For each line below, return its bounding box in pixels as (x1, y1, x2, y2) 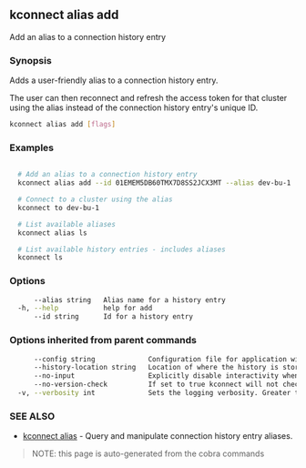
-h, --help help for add (17, 304, 153, 313)
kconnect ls (17, 253, 64, 262)
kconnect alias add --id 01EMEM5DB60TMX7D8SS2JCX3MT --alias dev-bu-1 (17, 178, 291, 188)
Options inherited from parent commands (9, 334, 198, 347)
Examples (9, 141, 55, 154)
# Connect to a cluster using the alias (17, 195, 173, 204)
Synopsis (9, 54, 52, 66)
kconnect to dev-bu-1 (17, 203, 100, 212)
